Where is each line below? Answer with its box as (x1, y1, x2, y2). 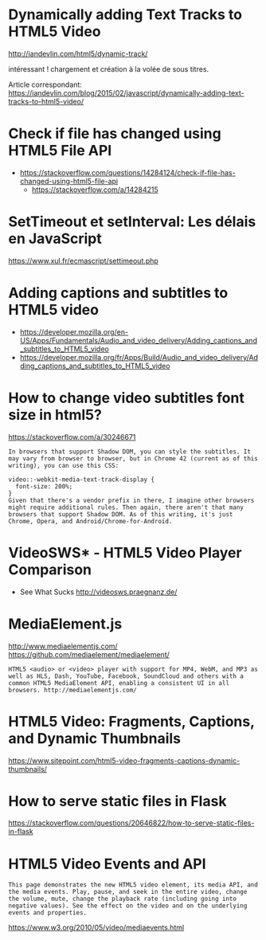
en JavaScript (8, 229, 102, 248)
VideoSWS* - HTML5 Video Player (8, 543, 242, 562)
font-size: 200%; (15, 482, 73, 491)
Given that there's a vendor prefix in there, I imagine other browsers (8, 496, 255, 504)
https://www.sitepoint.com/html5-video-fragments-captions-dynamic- (8, 755, 241, 766)
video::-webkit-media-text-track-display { (8, 476, 155, 484)
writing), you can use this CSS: (8, 461, 119, 469)
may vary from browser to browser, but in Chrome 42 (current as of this (8, 454, 259, 463)
